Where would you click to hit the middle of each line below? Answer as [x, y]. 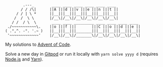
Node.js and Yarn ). [24, 59]
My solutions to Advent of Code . [38, 44]
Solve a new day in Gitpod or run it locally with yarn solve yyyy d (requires [82, 54]
